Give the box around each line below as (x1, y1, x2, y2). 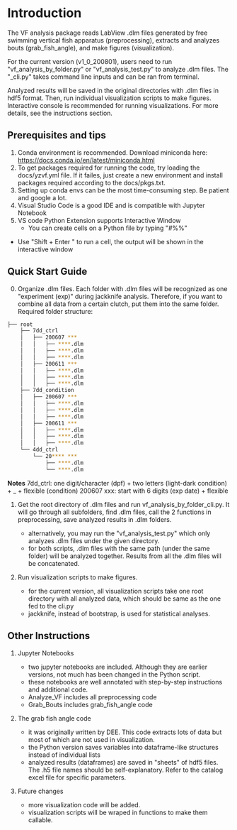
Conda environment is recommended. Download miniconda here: (17, 148, 208, 157)
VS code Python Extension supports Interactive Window (17, 216, 182, 224)
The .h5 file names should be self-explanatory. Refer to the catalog (28, 765, 224, 774)
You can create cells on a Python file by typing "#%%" (28, 224, 187, 232)
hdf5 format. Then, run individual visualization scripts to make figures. (7, 94, 212, 102)
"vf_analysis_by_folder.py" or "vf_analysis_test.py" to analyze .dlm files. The (7, 65, 229, 73)
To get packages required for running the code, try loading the (17, 163, 200, 172)
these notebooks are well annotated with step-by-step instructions (28, 677, 223, 686)
